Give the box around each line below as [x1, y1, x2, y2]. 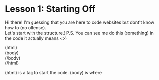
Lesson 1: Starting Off [5, 3, 95, 15]
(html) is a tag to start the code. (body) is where [5, 69, 102, 75]
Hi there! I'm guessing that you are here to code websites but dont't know [5, 20, 155, 25]
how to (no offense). [5, 24, 47, 30]
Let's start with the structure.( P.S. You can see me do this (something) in [5, 30, 154, 36]
